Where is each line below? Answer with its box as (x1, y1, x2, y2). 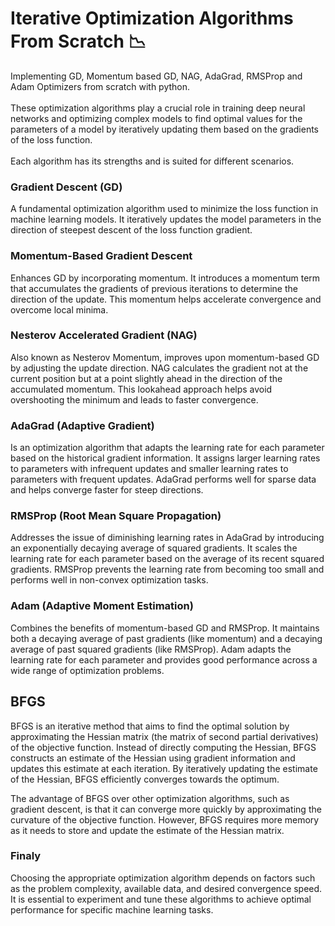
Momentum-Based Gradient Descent (10, 249, 193, 263)
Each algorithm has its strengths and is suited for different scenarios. (10, 155, 295, 167)
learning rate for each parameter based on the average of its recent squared (10, 553, 325, 565)
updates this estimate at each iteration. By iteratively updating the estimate (10, 762, 318, 774)
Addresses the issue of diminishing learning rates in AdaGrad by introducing (10, 532, 325, 544)
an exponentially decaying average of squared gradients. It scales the (10, 542, 298, 554)
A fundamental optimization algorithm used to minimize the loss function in (10, 203, 319, 215)
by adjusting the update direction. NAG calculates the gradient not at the (10, 362, 309, 374)
